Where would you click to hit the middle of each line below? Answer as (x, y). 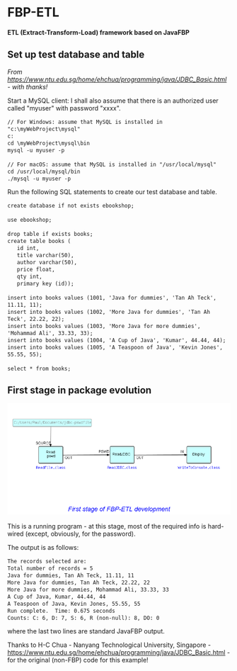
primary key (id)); (45, 283)
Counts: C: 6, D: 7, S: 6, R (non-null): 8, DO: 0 (83, 618)
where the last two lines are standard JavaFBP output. (86, 631)
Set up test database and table (76, 55)
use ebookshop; (30, 220)
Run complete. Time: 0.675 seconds (61, 611)
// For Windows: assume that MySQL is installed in (85, 122)
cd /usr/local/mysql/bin (44, 171)
